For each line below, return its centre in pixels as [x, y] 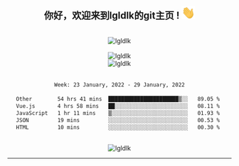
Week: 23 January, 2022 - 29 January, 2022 [119, 84]
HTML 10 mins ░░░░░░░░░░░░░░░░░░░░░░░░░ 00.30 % [118, 127]
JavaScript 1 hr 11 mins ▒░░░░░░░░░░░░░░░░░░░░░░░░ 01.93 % [118, 113]
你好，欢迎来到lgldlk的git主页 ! [112, 16]
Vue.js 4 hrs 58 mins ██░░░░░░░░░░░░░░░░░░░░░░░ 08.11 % [118, 106]
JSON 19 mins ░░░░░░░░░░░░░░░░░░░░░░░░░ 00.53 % [118, 120]
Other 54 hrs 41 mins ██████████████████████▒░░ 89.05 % [118, 99]
